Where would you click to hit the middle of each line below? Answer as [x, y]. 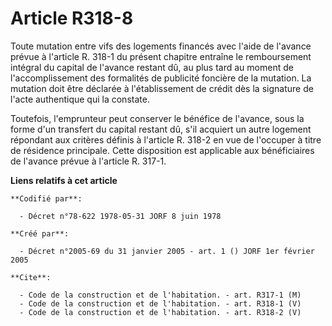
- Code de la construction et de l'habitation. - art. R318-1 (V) [160, 303]
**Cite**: [31, 277]
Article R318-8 [72, 18]
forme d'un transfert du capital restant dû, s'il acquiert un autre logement [161, 129]
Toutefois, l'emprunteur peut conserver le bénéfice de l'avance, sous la [157, 118]
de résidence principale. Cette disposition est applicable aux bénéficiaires [162, 150]
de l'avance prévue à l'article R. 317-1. [88, 161]
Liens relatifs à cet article [64, 180]
